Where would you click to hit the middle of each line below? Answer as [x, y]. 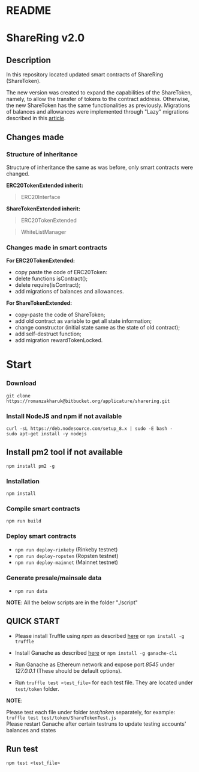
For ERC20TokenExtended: [40, 261]
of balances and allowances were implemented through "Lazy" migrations [97, 112]
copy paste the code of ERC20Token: [61, 272]
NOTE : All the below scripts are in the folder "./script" [72, 602]
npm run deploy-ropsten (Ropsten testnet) [67, 556]
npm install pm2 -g [31, 466]
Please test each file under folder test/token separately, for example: [91, 712]
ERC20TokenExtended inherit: [45, 185]
